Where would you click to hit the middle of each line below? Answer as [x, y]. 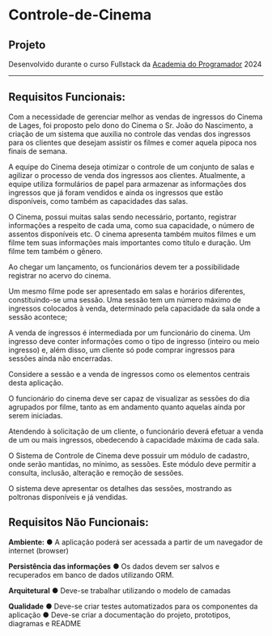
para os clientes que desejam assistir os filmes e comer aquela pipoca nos [133, 142]
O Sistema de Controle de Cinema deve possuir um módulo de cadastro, [129, 456]
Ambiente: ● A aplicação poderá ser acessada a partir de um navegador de [136, 542]
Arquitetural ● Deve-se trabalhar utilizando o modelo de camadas [119, 590]
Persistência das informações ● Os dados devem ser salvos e [114, 566]
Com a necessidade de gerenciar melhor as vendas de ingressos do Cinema [136, 117]
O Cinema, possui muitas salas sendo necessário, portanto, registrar [123, 217]
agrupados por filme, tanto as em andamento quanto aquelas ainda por [127, 407]
